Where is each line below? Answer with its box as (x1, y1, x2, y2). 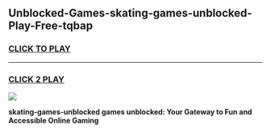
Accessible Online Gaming (8, 115, 99, 125)
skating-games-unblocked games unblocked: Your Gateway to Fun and (8, 106, 252, 116)
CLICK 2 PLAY (8, 73, 65, 85)
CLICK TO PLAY (8, 44, 71, 55)
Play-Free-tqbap (8, 19, 94, 33)
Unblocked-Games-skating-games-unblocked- (8, 6, 252, 20)
